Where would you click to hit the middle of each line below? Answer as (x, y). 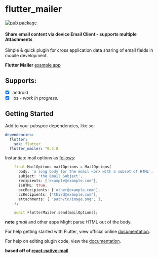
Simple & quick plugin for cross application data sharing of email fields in (79, 50)
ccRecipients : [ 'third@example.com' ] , (58, 194)
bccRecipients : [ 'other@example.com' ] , (59, 190)
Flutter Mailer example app (33, 65)
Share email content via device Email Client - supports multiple (71, 34)
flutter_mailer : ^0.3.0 (34, 148)
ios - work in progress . (35, 98)
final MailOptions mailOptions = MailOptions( (63, 167)
